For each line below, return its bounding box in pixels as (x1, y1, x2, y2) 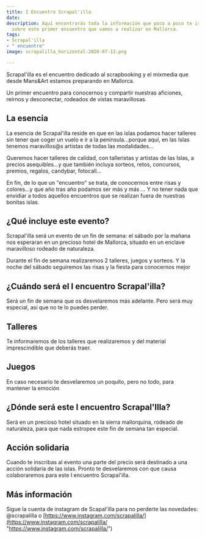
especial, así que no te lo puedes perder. (6, 304, 109, 311)
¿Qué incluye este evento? (6, 216, 110, 226)
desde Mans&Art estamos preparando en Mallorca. (6, 77, 135, 84)
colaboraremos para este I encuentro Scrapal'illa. (6, 472, 130, 479)
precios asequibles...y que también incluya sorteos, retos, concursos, (6, 160, 181, 168)
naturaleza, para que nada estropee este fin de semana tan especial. (6, 425, 179, 432)
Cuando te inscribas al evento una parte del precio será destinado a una (6, 459, 188, 466)
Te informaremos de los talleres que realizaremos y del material (6, 338, 166, 345)
